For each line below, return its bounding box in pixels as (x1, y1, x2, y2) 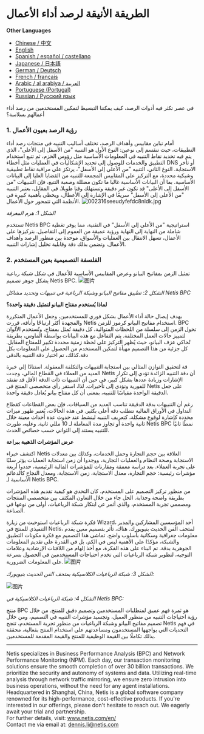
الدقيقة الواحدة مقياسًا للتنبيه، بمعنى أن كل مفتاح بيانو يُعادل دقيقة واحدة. (6, 389, 169, 396)
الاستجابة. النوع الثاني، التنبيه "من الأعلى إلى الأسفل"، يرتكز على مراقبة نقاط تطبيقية (6, 165, 196, 173)
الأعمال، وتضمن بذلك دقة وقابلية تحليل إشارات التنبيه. (6, 240, 126, 248)
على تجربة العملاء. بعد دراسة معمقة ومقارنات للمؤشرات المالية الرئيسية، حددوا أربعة (6, 463, 196, 470)
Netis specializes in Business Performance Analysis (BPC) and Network (6, 650, 185, 657)
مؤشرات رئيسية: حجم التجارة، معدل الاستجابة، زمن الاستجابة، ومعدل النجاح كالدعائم (6, 469, 195, 477)
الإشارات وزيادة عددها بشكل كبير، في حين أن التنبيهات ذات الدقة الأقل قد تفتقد (6, 376, 183, 383)
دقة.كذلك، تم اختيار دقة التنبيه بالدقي (6, 351, 89, 358)
